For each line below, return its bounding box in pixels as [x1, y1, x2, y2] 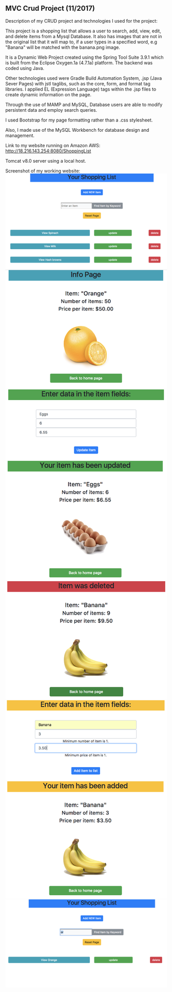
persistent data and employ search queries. [5, 107, 98, 113]
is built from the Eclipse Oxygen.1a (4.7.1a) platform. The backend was [5, 59, 153, 66]
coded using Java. [5, 65, 45, 71]
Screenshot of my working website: [5, 167, 81, 174]
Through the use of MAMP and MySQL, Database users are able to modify [5, 101, 163, 108]
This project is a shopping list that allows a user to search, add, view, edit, [5, 28, 162, 34]
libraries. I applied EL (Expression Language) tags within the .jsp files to [5, 86, 157, 92]
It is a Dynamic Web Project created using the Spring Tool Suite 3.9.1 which [5, 54, 164, 60]
